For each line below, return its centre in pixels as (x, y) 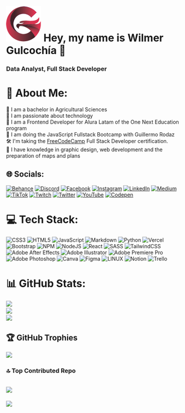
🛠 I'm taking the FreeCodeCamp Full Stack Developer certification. (87, 141)
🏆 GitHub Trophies (42, 338)
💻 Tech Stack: (42, 220)
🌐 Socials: (25, 174)
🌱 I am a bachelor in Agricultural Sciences (57, 109)
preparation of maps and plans (43, 156)
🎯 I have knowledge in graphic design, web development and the (84, 149)
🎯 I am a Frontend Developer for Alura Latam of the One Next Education (92, 122)
